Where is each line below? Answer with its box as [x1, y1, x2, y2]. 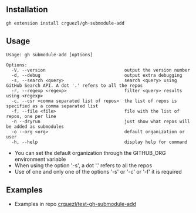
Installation [6, 5, 48, 15]
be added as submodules [6, 123, 65, 130]
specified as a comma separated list [6, 103, 99, 109]
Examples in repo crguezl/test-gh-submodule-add [14, 201, 136, 208]
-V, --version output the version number [11, 67, 191, 73]
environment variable [14, 155, 66, 163]
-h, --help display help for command [11, 139, 188, 145]
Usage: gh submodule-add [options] [6, 52, 93, 58]
